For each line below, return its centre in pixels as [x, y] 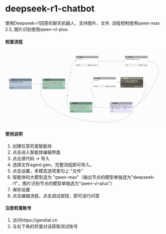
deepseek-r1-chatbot [50, 9]
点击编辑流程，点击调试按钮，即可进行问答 [56, 196]
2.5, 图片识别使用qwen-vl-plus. [37, 29]
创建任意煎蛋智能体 [32, 146]
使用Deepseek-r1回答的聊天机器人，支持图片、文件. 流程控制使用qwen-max [83, 23]
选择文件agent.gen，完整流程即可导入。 [53, 164]
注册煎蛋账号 [18, 208]
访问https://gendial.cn [35, 220]
